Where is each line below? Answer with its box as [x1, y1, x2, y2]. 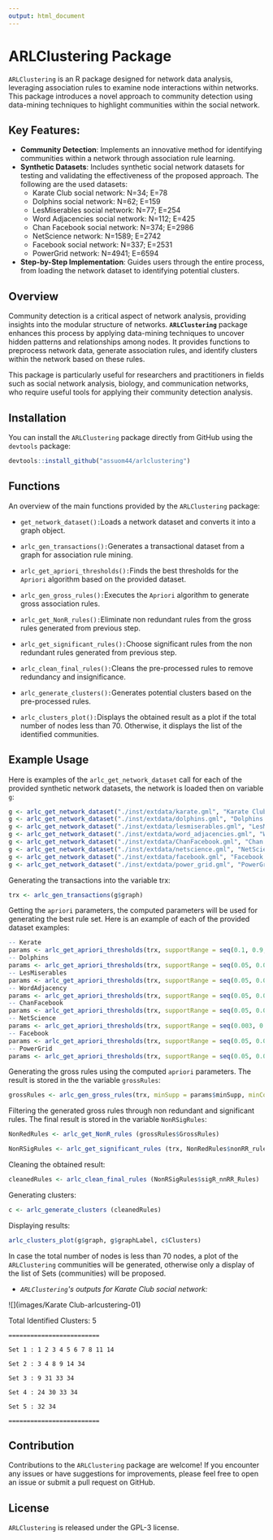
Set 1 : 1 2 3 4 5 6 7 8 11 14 [8, 1346, 115, 1354]
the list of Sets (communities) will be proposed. [8, 1268, 167, 1278]
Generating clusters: [8, 1189, 77, 1200]
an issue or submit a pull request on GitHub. [8, 1477, 156, 1487]
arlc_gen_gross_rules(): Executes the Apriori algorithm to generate [19, 590, 249, 600]
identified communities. [19, 729, 99, 739]
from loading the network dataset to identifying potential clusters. [19, 266, 240, 276]
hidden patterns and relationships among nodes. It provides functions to [8, 337, 250, 347]
